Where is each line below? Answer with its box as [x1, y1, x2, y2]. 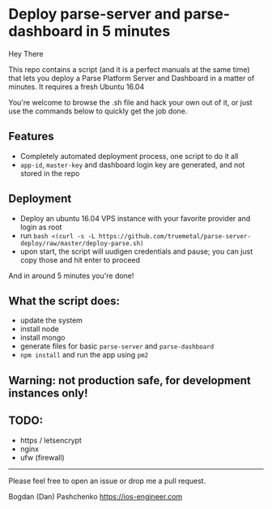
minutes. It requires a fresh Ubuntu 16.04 [8, 82, 145, 92]
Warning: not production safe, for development [8, 374, 251, 387]
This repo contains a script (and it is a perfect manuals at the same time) [8, 64, 250, 74]
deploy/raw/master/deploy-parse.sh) [19, 239, 144, 247]
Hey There [8, 49, 44, 58]
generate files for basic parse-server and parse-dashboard [19, 341, 215, 351]
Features [8, 130, 54, 143]
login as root [19, 222, 62, 232]
